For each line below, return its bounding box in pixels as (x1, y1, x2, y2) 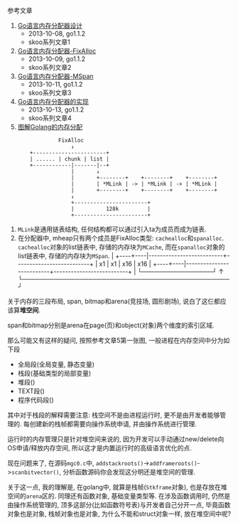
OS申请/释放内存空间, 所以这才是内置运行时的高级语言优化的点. (7, 444, 192, 452)
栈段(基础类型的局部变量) (17, 369, 92, 377)
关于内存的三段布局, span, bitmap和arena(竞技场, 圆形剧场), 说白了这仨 (7, 297, 215, 305)
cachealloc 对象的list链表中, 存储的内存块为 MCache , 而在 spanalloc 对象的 (17, 243, 225, 251)
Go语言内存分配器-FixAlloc (17, 47, 97, 55)
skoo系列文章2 (28, 63, 72, 71)
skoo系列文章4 (28, 114, 72, 122)
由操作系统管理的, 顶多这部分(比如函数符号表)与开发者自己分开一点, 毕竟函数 (7, 501, 231, 509)
